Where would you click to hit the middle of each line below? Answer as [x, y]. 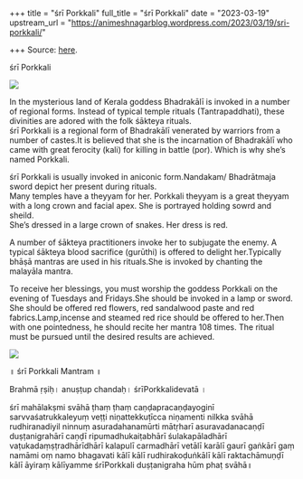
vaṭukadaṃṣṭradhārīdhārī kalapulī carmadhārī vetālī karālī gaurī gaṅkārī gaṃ [152, 446]
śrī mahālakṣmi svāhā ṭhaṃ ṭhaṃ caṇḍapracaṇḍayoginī [112, 407]
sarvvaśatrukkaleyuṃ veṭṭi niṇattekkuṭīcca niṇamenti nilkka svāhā [132, 417]
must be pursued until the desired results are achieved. [112, 337]
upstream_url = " [41, 23]
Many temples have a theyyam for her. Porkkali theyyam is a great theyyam [149, 196]
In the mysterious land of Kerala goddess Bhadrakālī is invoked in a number [150, 102]
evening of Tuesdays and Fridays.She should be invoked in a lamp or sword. [151, 298]
